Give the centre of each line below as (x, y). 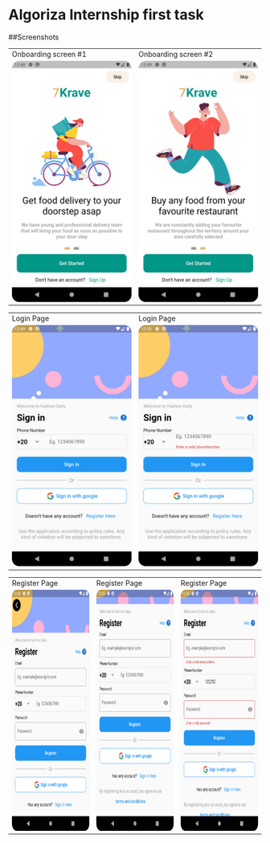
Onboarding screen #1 (49, 54)
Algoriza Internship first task (106, 15)
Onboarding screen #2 (176, 54)
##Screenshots (34, 37)
